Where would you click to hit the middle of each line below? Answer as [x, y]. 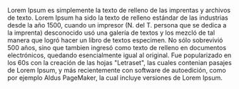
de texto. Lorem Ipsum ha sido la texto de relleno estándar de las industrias [118, 18]
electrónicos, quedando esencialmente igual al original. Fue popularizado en [119, 55]
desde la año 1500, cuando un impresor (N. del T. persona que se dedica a [117, 25]
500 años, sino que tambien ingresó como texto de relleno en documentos [117, 48]
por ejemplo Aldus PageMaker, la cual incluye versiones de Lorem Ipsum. [115, 78]
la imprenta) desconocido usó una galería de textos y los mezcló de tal [111, 32]
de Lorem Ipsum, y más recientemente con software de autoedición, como [117, 70]
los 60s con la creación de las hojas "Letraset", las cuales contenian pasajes [119, 63]
